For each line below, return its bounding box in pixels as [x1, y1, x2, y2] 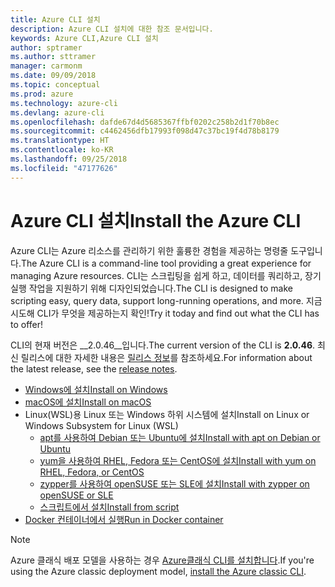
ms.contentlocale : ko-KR [10, 145, 114, 155]
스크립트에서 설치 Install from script [39, 501, 180, 513]
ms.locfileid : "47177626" [10, 163, 118, 173]
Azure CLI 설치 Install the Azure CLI [10, 209, 302, 232]
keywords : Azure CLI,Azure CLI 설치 [10, 33, 159, 43]
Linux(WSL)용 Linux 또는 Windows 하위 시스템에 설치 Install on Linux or [24, 408, 310, 420]
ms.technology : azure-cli [10, 98, 118, 108]
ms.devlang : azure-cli [10, 107, 105, 118]
